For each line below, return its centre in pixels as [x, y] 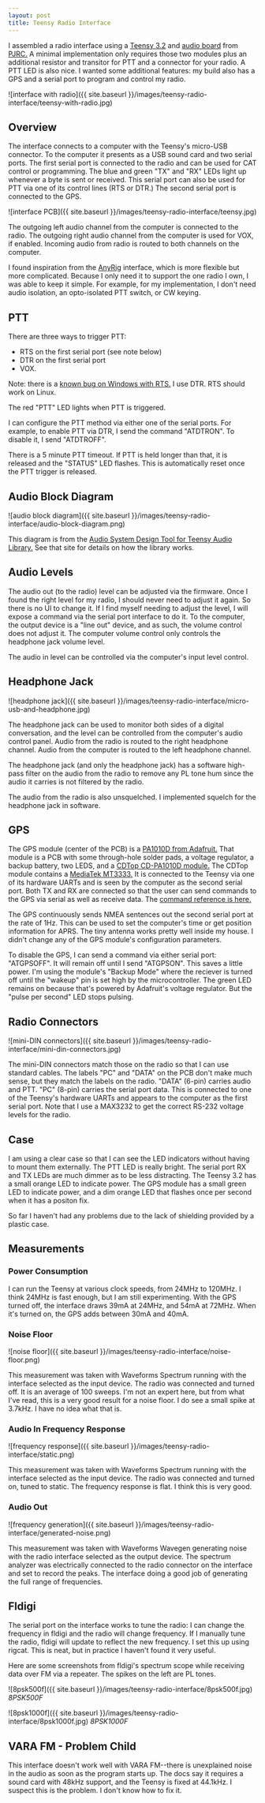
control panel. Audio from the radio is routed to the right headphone [118, 741]
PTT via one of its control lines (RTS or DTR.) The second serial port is [122, 188]
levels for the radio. [39, 1115]
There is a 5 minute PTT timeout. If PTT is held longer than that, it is [118, 455]
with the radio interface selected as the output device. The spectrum [119, 1556]
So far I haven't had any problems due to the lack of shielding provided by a [131, 1216]
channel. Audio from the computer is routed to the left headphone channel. [130, 750]
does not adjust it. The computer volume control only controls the [114, 633]
